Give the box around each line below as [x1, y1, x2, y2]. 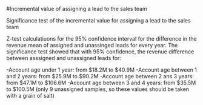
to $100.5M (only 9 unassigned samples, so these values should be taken [6, 86, 190, 93]
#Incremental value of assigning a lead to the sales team [6, 5, 147, 12]
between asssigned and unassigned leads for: [6, 55, 121, 61]
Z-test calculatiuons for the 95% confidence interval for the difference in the [6, 35, 197, 42]
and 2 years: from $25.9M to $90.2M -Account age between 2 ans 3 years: [6, 73, 194, 80]
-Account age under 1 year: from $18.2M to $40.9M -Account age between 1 [6, 66, 197, 73]
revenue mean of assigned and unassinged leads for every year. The [6, 42, 178, 49]
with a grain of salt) [6, 92, 55, 99]
